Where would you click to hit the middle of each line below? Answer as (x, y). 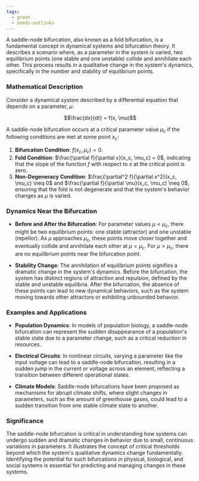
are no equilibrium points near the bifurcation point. (78, 253)
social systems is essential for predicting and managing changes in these (96, 466)
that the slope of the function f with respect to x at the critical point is (100, 164)
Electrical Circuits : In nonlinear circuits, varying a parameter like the (99, 356)
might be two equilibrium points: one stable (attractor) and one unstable (103, 232)
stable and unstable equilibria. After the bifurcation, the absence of (97, 284)
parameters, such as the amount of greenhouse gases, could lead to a (101, 399)
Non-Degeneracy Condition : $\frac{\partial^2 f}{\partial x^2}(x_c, (96, 177)
